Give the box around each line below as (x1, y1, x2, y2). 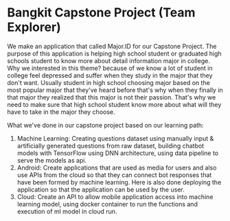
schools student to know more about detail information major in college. (7, 56, 211, 65)
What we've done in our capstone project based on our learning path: (7, 121, 204, 129)
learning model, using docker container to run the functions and (16, 200, 198, 208)
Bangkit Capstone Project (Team (7, 5, 196, 21)
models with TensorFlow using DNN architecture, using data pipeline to (16, 149, 219, 157)
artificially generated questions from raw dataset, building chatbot (16, 141, 205, 150)
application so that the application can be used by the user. (16, 185, 185, 194)
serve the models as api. (16, 156, 87, 164)
